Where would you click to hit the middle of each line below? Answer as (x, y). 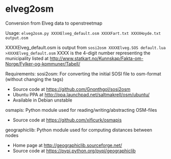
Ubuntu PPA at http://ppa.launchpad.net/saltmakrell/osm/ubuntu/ (81, 94)
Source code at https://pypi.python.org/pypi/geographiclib (74, 151)
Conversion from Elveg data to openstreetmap (54, 23)
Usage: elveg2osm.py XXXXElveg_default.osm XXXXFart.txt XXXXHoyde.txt (83, 33)
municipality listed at (27, 58)
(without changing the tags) (34, 79)
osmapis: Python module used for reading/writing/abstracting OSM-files (81, 110)
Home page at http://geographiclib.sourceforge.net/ (67, 145)
